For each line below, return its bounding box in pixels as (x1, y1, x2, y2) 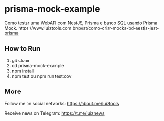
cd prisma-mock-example (11, 62, 64, 68)
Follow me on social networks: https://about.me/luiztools (4, 100, 119, 106)
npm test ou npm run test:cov (11, 73, 72, 79)
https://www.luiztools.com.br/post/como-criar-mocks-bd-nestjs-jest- (18, 25, 159, 30)
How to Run (4, 44, 41, 53)
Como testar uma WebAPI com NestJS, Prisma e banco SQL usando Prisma (4, 20, 158, 26)
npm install (11, 68, 34, 74)
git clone (11, 58, 30, 63)
